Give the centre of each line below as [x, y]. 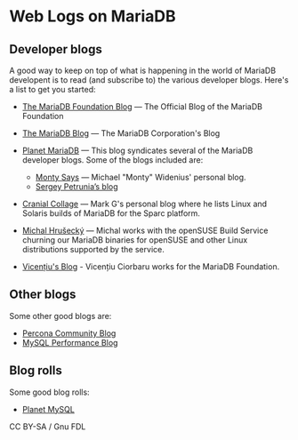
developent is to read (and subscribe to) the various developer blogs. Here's [149, 80]
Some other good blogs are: [60, 316]
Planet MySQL [48, 409]
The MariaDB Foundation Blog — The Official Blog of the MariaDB [142, 107]
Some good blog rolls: [50, 392]
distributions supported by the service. [93, 249]
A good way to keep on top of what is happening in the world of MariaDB [143, 70]
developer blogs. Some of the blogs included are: [113, 160]
